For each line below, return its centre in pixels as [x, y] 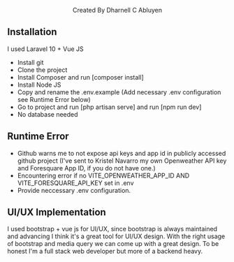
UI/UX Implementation [57, 212]
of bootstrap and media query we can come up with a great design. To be [113, 244]
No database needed [47, 114]
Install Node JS [39, 85]
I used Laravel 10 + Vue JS [45, 49]
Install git [30, 62]
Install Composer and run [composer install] [81, 77]
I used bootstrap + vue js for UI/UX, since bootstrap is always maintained [112, 229]
